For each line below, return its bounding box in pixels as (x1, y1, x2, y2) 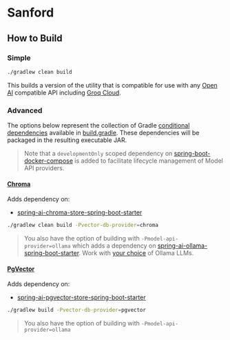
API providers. (23, 164, 65, 172)
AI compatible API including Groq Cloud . (7, 88, 122, 97)
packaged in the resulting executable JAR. (7, 136, 127, 144)
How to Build (7, 32, 63, 44)
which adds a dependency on (72, 241, 156, 250)
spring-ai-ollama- (157, 241, 208, 250)
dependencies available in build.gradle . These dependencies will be (7, 129, 200, 137)
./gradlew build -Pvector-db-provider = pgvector (7, 307, 147, 314)
